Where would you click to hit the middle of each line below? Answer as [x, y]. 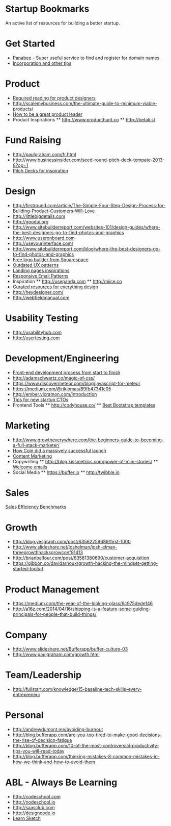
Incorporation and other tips [42, 63]
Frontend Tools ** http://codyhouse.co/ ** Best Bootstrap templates [84, 405]
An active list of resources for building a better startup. [63, 23]
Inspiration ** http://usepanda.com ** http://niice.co [67, 281]
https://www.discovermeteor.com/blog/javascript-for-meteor [77, 383]
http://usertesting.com [36, 338]
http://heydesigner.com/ [38, 292]
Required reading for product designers [54, 98]
